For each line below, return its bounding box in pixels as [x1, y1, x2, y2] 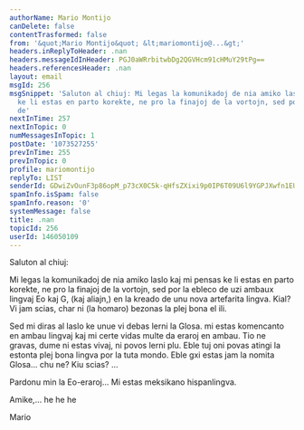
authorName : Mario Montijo [9, 13, 111, 23]
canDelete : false [9, 22, 75, 31]
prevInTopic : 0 [9, 156, 67, 166]
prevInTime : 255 [9, 148, 71, 157]
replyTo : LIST [9, 173, 63, 182]
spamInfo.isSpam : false [9, 190, 100, 199]
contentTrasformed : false [9, 30, 107, 39]
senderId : [9, 182, 47, 191]
